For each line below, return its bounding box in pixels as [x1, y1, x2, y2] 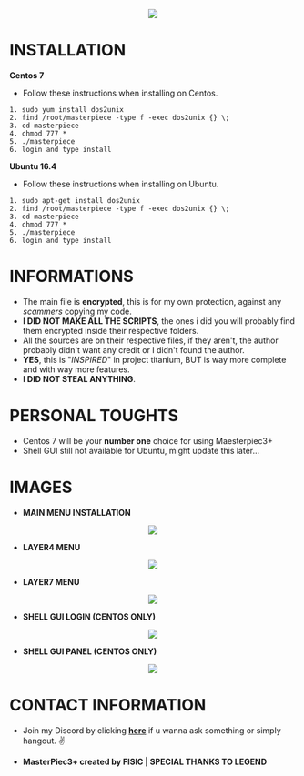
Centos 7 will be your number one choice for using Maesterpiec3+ [22, 435, 273, 446]
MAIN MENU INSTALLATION [22, 507, 131, 518]
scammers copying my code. [22, 306, 132, 317]
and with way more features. [22, 364, 130, 375]
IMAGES [9, 478, 73, 498]
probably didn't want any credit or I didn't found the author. [22, 344, 246, 355]
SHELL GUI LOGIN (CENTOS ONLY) [22, 610, 157, 622]
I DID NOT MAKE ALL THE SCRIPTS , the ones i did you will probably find [22, 315, 296, 327]
